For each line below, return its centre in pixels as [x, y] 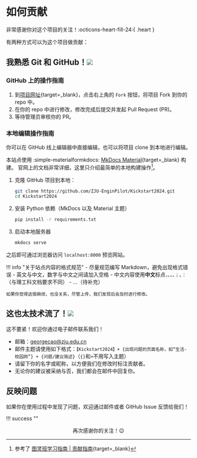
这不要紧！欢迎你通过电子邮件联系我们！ [55, 329]
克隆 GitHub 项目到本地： [45, 180]
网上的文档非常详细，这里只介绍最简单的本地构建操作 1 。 [90, 167]
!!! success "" [22, 418]
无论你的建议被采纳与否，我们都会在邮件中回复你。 [76, 371]
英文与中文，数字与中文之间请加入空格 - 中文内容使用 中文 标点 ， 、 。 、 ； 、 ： [101, 275]
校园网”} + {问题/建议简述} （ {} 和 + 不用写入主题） [72, 356]
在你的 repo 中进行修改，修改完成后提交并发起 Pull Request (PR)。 [94, 109]
